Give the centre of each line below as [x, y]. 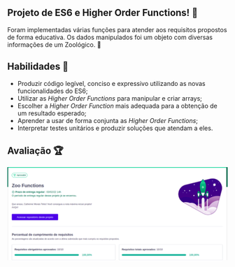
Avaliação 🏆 [36, 151]
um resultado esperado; [52, 113]
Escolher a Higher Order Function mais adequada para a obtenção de [117, 106]
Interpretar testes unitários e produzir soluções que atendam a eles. [115, 128]
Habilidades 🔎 [38, 67]
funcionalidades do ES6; [52, 91]
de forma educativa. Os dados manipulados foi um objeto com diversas [110, 37]
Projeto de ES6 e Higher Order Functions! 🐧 [102, 13]
